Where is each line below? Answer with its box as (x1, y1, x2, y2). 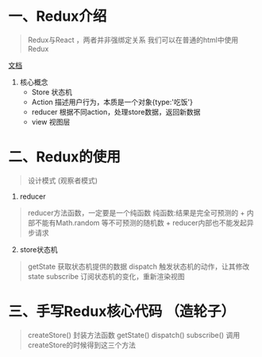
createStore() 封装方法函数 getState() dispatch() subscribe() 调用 (27, 330, 241, 340)
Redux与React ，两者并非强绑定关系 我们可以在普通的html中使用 (27, 35, 239, 45)
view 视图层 (31, 117, 71, 126)
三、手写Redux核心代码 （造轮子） (8, 303, 236, 320)
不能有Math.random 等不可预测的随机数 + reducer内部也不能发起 (34, 218, 248, 227)
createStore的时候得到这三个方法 (27, 340, 137, 350)
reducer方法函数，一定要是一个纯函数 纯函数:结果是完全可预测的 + (27, 208, 245, 217)
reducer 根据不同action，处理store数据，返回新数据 (31, 107, 201, 116)
